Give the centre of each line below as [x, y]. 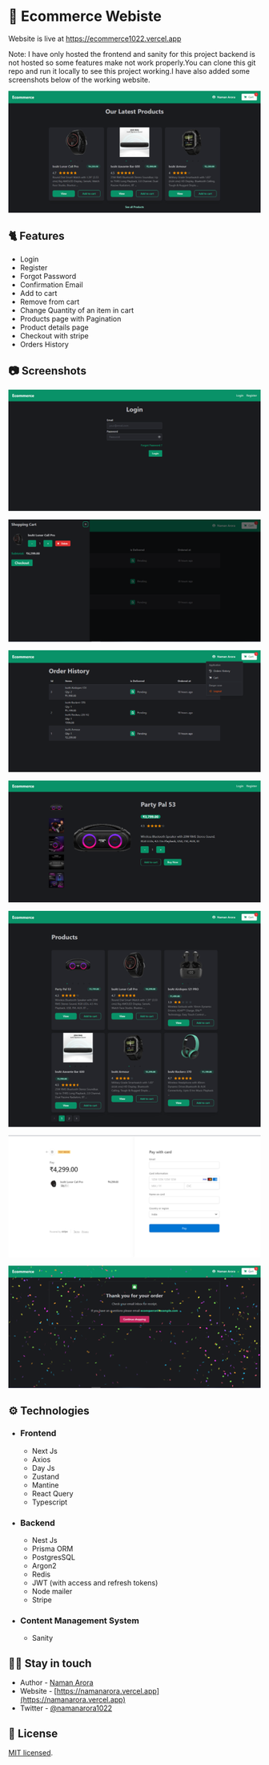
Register [34, 268]
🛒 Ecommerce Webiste [85, 16]
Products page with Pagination [70, 319]
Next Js [44, 1451]
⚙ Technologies [49, 1411]
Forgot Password [48, 277]
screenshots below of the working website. [79, 79]
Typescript [50, 1502]
